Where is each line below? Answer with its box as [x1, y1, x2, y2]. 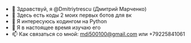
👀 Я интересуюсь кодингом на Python [11, 18, 107, 24]
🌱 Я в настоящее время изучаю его [11, 24, 101, 31]
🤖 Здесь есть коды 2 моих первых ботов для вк [11, 12, 132, 19]
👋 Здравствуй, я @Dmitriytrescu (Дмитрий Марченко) [11, 6, 147, 12]
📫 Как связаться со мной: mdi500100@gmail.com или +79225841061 [11, 31, 186, 37]
